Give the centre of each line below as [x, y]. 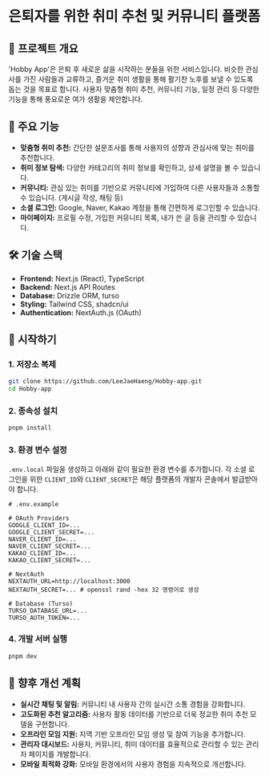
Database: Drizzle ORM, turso [70, 295]
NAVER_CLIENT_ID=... [43, 539]
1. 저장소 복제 [32, 364]
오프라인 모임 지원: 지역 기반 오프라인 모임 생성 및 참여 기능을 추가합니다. [132, 734]
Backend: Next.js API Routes [68, 287]
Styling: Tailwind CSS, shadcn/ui [74, 304]
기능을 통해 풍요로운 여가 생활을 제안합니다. [76, 99]
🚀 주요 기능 [34, 127]
